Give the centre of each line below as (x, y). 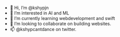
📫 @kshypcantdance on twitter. (43, 29)
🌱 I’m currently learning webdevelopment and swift (62, 18)
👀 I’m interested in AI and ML (39, 13)
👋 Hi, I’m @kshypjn (29, 8)
